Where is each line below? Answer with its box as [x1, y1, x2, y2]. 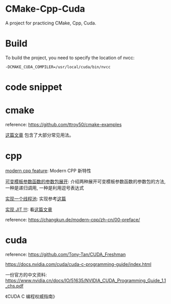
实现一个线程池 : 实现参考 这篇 [5, 196, 66, 202]
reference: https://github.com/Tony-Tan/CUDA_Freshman [5, 251, 126, 257]
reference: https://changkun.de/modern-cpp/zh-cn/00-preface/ [5, 216, 140, 223]
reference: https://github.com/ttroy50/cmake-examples [5, 122, 122, 127]
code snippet [5, 81, 62, 93]
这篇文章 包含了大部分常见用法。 [5, 132, 74, 138]
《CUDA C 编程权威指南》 [5, 293, 58, 299]
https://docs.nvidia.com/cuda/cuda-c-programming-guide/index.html [5, 261, 152, 267]
